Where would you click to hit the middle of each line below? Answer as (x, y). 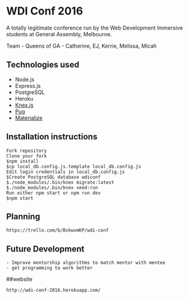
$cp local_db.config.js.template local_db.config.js (74, 166)
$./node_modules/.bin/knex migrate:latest (60, 182)
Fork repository (26, 151)
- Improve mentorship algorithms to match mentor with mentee (86, 263)
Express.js (28, 86)
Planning (23, 216)
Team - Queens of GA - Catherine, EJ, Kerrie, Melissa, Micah (82, 46)
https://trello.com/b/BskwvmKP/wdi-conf (58, 230)
